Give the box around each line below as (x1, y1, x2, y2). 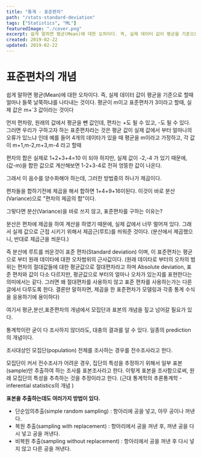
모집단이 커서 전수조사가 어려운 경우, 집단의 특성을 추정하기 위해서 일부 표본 (6, 359, 183, 367)
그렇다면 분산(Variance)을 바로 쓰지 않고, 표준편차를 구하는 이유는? (6, 207, 163, 215)
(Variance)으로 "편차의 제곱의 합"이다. (6, 195, 96, 202)
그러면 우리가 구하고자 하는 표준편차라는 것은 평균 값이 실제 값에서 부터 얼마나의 (6, 126, 192, 133)
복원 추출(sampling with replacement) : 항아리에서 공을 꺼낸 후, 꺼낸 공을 (14, 422, 188, 430)
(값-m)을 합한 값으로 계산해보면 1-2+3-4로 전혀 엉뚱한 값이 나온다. (6, 162, 162, 169)
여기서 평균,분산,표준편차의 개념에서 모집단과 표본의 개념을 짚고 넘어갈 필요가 (6, 306, 186, 313)
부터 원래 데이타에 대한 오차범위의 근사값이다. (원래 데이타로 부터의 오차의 (17, 255, 189, 263)
